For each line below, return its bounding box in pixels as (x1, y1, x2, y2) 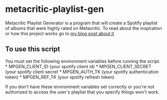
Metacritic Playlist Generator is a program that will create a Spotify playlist (5, 20, 157, 26)
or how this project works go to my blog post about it (5, 30, 114, 36)
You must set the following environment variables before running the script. (5, 58, 161, 64)
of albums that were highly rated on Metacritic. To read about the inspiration (5, 25, 162, 31)
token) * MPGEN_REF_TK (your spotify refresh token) (5, 74, 114, 80)
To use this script (5, 45, 60, 53)
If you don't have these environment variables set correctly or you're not (5, 84, 154, 90)
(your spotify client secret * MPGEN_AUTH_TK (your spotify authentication (5, 69, 159, 75)
